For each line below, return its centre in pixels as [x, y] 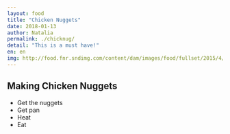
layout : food [26, 13]
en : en [16, 52]
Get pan [28, 110]
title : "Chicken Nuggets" [44, 20]
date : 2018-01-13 [32, 26]
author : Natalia [30, 33]
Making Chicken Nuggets [62, 86]
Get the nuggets [40, 102]
